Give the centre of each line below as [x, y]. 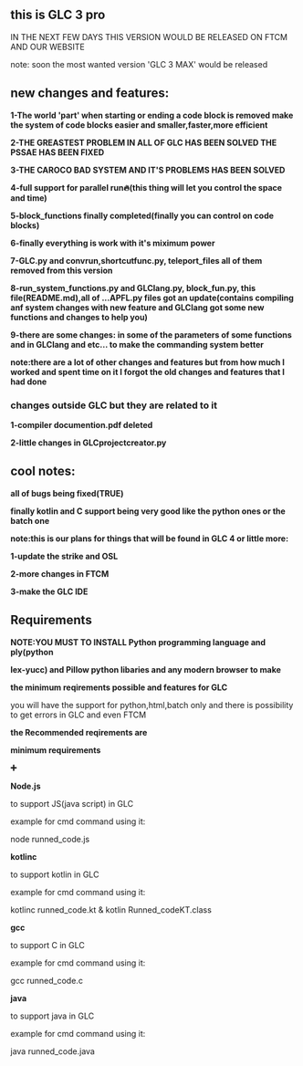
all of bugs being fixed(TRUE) [67, 493]
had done [29, 381]
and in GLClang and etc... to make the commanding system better [137, 344]
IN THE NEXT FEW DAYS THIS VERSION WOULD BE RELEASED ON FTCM [149, 37]
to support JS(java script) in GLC [72, 803]
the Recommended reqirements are [79, 732]
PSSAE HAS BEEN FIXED [57, 152]
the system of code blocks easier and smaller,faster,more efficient [139, 125]
